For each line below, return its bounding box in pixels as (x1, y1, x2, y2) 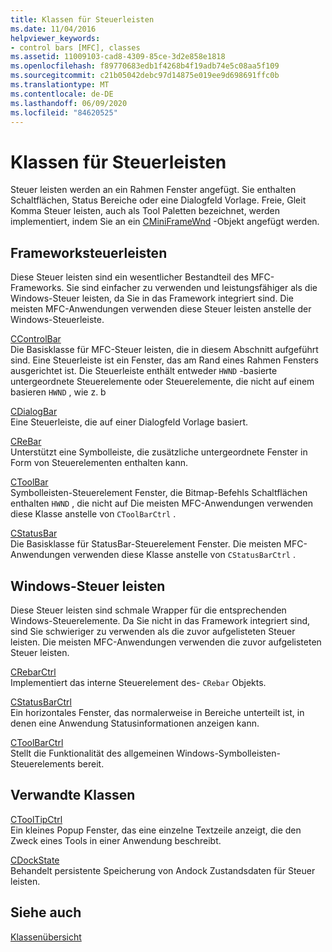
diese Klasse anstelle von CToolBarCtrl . (10, 508, 177, 520)
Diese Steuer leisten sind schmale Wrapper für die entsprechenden (10, 604, 287, 616)
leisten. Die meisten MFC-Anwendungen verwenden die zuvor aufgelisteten (10, 636, 322, 648)
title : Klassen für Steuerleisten (10, 14, 155, 25)
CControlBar (10, 333, 62, 345)
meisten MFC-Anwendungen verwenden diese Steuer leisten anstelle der (10, 303, 312, 315)
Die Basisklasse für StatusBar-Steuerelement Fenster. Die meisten (10, 538, 282, 550)
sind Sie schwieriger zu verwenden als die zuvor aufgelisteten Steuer (10, 625, 296, 637)
